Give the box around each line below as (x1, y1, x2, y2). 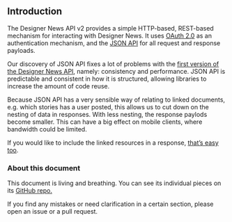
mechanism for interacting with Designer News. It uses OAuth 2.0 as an (7, 31, 212, 40)
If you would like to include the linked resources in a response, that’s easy (7, 138, 219, 147)
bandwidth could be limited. (7, 125, 87, 133)
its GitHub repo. (7, 187, 52, 195)
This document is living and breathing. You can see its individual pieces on (7, 179, 222, 187)
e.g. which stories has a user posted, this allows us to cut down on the (7, 102, 209, 111)
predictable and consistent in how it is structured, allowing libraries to (7, 74, 207, 83)
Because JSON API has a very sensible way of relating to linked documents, (7, 95, 225, 104)
